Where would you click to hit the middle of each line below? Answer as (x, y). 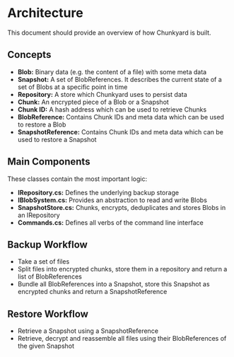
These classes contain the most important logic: (77, 179)
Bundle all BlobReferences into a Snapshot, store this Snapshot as (113, 284)
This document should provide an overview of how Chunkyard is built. (109, 33)
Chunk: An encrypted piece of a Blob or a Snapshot (93, 102)
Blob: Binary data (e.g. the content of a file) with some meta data (112, 71)
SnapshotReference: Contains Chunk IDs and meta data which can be (121, 131)
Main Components (49, 162)
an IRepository (39, 215)
